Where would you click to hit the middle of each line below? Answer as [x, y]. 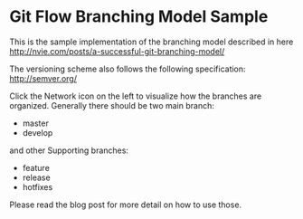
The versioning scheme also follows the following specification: [128, 69]
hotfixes [38, 186]
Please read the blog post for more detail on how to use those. [126, 205]
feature [36, 167]
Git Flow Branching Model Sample [139, 17]
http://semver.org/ [43, 78]
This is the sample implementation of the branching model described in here [151, 42]
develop [38, 132]
